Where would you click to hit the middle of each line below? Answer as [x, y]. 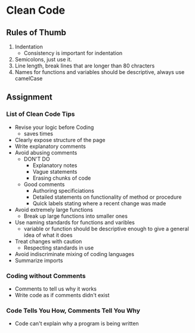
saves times [38, 133]
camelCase [29, 78]
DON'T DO [37, 159]
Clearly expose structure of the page [60, 140]
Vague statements [55, 171]
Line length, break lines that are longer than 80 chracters [85, 66]
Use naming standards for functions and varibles [75, 222]
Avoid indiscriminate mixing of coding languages [75, 254]
